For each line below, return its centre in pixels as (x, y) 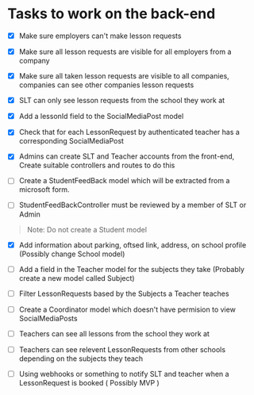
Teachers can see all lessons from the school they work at (114, 333)
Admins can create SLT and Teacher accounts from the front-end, (127, 156)
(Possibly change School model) (72, 254)
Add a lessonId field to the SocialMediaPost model (101, 117)
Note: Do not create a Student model (87, 229)
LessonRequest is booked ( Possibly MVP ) (89, 382)
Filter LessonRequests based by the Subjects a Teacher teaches (124, 293)
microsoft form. (44, 190)
